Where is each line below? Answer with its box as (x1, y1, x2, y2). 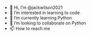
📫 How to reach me (9, 26, 50, 31)
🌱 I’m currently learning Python (9, 15, 72, 20)
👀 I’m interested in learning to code (9, 10, 80, 16)
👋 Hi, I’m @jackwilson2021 (9, 5, 63, 10)
